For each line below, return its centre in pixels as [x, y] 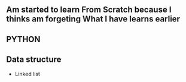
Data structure [34, 60]
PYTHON [23, 39]
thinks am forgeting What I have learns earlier [93, 19]
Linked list [28, 74]
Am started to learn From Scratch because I [89, 10]
